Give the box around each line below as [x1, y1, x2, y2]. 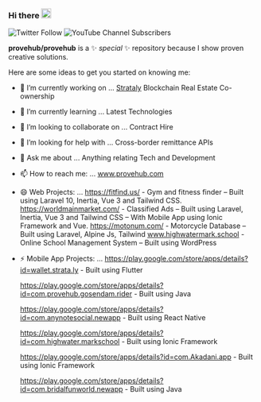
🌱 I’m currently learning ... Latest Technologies [19, 107, 173, 117]
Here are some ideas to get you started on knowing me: [8, 68, 191, 77]
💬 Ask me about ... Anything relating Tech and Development [19, 153, 216, 163]
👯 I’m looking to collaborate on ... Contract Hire [19, 122, 173, 132]
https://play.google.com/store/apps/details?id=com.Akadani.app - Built [19, 352, 253, 361]
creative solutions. [8, 52, 69, 62]
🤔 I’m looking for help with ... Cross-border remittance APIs [19, 137, 213, 147]
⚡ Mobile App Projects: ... [19, 254, 103, 264]
